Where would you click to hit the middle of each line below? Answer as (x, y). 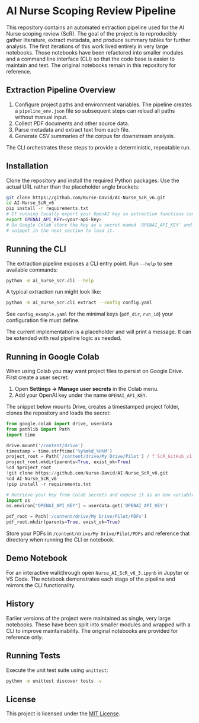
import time (21, 435)
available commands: (32, 270)
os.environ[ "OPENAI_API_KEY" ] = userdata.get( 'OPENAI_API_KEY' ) (87, 506)
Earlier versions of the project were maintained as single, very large (88, 618)
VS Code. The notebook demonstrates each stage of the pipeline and (91, 579)
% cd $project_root (29, 468)
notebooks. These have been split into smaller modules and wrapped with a (98, 625)
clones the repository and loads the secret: (59, 413)
